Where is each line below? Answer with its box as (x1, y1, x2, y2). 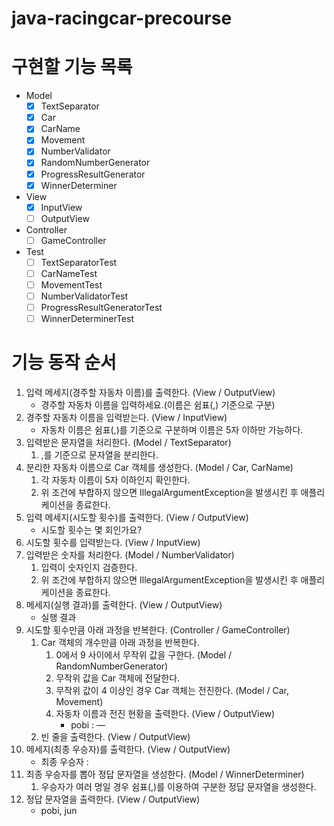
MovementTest (40, 278, 103, 291)
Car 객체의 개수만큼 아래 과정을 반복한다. (40, 637, 200, 649)
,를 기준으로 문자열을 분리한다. (40, 449, 159, 461)
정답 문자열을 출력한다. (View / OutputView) (25, 793, 201, 806)
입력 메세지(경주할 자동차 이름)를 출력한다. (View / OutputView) (25, 387, 276, 399)
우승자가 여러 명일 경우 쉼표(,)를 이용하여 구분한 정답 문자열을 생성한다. (40, 781, 317, 793)
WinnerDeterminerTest (40, 313, 134, 325)
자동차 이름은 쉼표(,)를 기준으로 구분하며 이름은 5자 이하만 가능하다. (40, 424, 304, 436)
